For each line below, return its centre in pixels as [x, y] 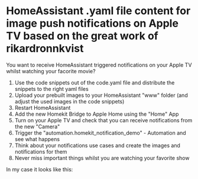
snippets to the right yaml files [51, 89]
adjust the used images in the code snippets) [69, 101]
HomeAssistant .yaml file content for [98, 11]
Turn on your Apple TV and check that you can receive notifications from [103, 120]
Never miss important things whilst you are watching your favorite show [102, 158]
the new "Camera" [37, 126]
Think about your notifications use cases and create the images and [97, 145]
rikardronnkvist [45, 49]
